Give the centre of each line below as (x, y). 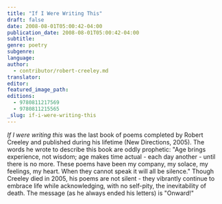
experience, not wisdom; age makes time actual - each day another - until (111, 156)
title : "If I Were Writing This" (55, 13)
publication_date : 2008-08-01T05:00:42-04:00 (73, 33)
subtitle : (21, 39)
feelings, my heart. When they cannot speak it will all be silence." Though (111, 171)
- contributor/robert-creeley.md (61, 71)
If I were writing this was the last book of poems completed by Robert (105, 135)
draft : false (26, 20)
